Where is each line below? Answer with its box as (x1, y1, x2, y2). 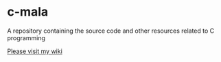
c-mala (7, 4, 49, 20)
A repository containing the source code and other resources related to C (7, 27, 215, 35)
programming (7, 33, 46, 42)
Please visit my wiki (7, 47, 63, 55)
